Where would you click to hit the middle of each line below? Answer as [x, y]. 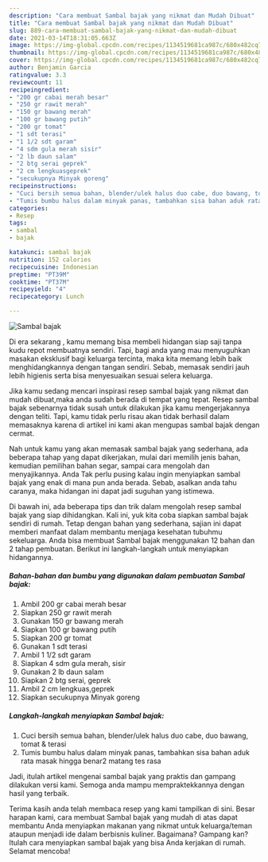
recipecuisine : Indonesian [54, 267]
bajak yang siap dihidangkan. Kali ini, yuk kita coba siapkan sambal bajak [129, 515]
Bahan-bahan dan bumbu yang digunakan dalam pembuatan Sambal [127, 575]
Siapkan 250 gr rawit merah [66, 612]
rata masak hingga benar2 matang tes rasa [91, 761]
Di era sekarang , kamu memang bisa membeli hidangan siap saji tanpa [125, 342]
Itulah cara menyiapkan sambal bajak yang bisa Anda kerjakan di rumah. [127, 842]
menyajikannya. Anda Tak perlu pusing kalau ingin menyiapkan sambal [125, 474]
